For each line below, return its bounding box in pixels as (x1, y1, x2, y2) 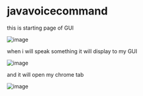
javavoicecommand (7, 4, 108, 18)
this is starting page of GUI (7, 24, 74, 31)
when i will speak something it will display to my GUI (7, 47, 138, 55)
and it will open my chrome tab (7, 71, 84, 78)
